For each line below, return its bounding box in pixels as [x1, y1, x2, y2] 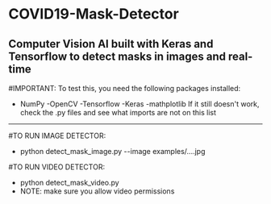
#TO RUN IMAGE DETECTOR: [8, 131, 106, 140]
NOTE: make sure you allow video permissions [19, 186, 175, 196]
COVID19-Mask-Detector [8, 5, 179, 23]
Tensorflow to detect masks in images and [8, 49, 226, 63]
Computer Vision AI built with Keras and [8, 37, 214, 51]
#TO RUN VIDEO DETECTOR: [8, 162, 106, 172]
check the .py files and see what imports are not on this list [19, 108, 216, 117]
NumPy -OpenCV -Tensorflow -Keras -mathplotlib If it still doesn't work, [19, 99, 260, 109]
